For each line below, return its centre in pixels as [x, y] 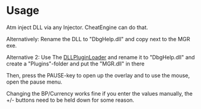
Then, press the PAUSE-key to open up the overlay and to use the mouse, [98, 75]
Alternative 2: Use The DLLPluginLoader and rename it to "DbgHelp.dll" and [100, 57]
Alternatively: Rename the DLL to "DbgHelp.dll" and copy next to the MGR [98, 39]
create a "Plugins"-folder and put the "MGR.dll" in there [76, 64]
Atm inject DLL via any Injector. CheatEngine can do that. [77, 27]
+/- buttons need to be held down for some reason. [70, 100]
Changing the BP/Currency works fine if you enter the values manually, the [99, 93]
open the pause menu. [34, 82]
